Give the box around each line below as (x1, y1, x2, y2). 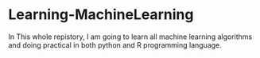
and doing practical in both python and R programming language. (8, 40, 223, 49)
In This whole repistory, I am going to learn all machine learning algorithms (8, 32, 253, 41)
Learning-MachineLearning (8, 6, 194, 24)
